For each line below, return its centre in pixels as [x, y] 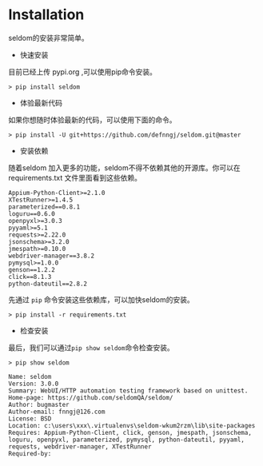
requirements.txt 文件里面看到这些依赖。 [75, 177]
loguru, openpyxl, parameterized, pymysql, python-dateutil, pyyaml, [127, 440]
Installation [46, 15]
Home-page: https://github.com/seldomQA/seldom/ [91, 397]
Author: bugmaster [39, 404]
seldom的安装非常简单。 [49, 38]
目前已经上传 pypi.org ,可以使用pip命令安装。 [83, 72]
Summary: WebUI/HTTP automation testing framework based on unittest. [128, 390]
